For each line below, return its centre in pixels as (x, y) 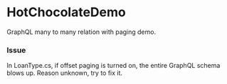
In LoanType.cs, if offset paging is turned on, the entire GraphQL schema (114, 66)
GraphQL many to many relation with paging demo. (81, 32)
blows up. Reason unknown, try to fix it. (64, 73)
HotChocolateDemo (66, 12)
